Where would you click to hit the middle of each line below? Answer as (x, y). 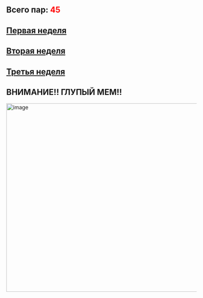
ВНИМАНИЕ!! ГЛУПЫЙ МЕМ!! (64, 92)
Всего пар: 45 (34, 10)
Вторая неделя (36, 51)
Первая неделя (37, 31)
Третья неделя (36, 72)
